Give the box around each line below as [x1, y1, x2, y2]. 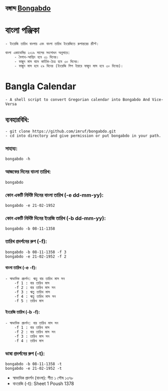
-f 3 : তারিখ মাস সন [14, 334, 49, 339]
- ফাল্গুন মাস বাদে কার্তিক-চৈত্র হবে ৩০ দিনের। [14, 59, 80, 64]
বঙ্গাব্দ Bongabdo [5, 4, 51, 13]
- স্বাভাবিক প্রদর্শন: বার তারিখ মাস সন [5, 321, 59, 326]
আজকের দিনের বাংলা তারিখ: [5, 168, 51, 175]
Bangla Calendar [5, 81, 77, 92]
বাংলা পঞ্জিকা [5, 24, 39, 36]
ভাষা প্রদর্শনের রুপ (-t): [5, 350, 45, 357]
